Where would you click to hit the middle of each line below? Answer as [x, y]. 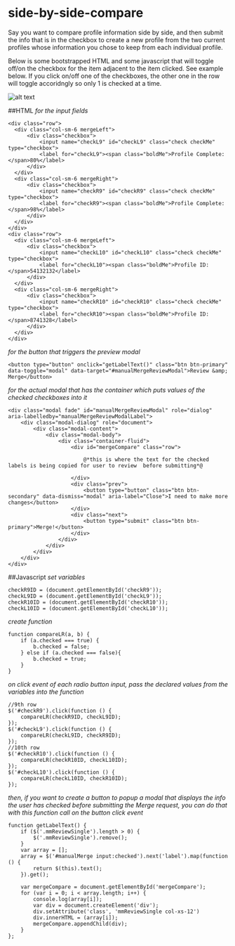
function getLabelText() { [47, 825]
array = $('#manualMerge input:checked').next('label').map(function [125, 856]
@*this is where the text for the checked [146, 459]
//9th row [22, 704]
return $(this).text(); [68, 868]
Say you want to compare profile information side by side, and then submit [116, 32]
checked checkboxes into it [48, 397]
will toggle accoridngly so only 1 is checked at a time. [85, 83]
